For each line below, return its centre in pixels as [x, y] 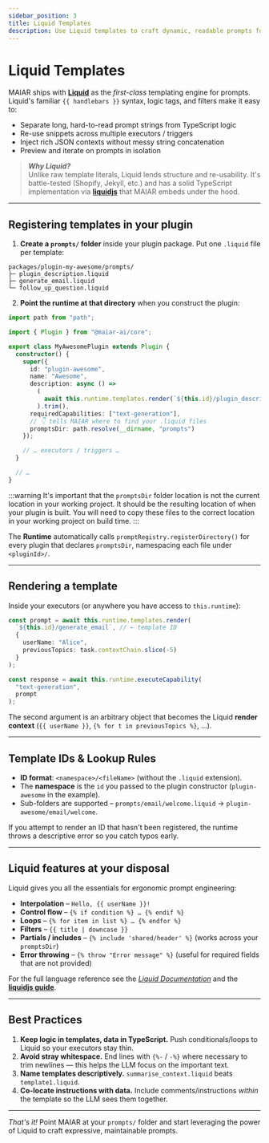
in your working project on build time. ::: [74, 521]
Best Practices [45, 1020]
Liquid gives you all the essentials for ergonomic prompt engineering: [122, 888]
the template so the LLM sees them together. [94, 1099]
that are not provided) [56, 963]
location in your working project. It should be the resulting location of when [132, 504]
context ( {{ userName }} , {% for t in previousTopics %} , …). [110, 726]
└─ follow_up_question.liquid [59, 288]
